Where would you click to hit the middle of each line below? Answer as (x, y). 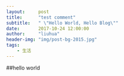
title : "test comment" (41, 17)
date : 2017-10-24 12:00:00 (48, 28)
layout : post (28, 12)
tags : (13, 45)
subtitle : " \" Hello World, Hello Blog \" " (62, 23)
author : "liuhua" (33, 34)
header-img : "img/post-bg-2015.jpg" (52, 39)
